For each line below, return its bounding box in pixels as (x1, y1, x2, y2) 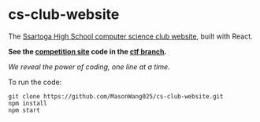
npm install (8, 99, 47, 107)
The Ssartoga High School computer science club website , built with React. (8, 31, 254, 41)
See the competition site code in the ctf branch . (8, 46, 167, 56)
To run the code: (8, 77, 62, 87)
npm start (8, 106, 41, 114)
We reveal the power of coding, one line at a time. (8, 61, 171, 72)
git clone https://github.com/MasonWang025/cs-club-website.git (8, 92, 224, 100)
